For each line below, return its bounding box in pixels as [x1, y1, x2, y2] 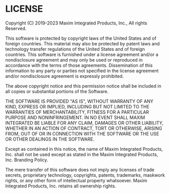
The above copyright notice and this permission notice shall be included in [5, 82, 161, 89]
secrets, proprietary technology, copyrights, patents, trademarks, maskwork [5, 172, 165, 178]
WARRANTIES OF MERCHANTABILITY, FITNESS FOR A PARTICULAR [5, 109, 149, 115]
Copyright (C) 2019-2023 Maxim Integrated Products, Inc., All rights [5, 20, 148, 26]
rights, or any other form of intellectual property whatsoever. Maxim [5, 177, 148, 183]
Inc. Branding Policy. [5, 156, 48, 163]
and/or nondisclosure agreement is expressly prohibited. [5, 73, 124, 79]
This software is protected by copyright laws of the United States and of [5, 35, 157, 41]
